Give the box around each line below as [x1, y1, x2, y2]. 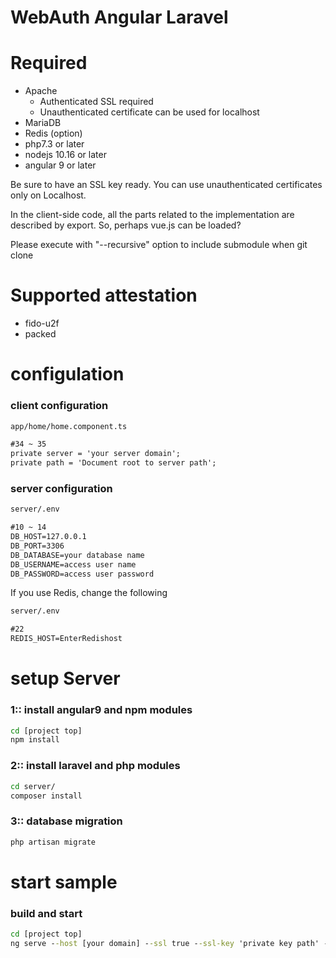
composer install [10, 791, 83, 801]
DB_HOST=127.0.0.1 [10, 532, 87, 542]
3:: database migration [10, 814, 123, 828]
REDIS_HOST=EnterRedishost [10, 634, 123, 644]
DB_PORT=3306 [10, 541, 65, 551]
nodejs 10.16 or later [24, 149, 107, 161]
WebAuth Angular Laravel [10, 6, 229, 29]
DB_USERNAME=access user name [10, 559, 137, 570]
